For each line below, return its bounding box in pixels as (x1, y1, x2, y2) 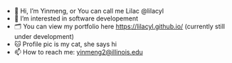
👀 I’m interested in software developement (14, 14, 139, 23)
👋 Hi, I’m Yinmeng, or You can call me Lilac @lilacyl (14, 7, 164, 15)
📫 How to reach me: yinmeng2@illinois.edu (14, 48, 144, 56)
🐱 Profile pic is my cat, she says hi (14, 40, 117, 48)
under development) (14, 33, 75, 40)
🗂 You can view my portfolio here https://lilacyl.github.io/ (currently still (14, 22, 226, 30)
